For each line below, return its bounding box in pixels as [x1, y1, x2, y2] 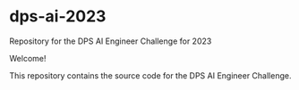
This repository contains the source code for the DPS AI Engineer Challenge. [9, 70, 292, 81]
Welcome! [9, 53, 47, 63]
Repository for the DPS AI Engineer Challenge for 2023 [9, 36, 212, 46]
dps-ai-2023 [9, 6, 107, 27]
